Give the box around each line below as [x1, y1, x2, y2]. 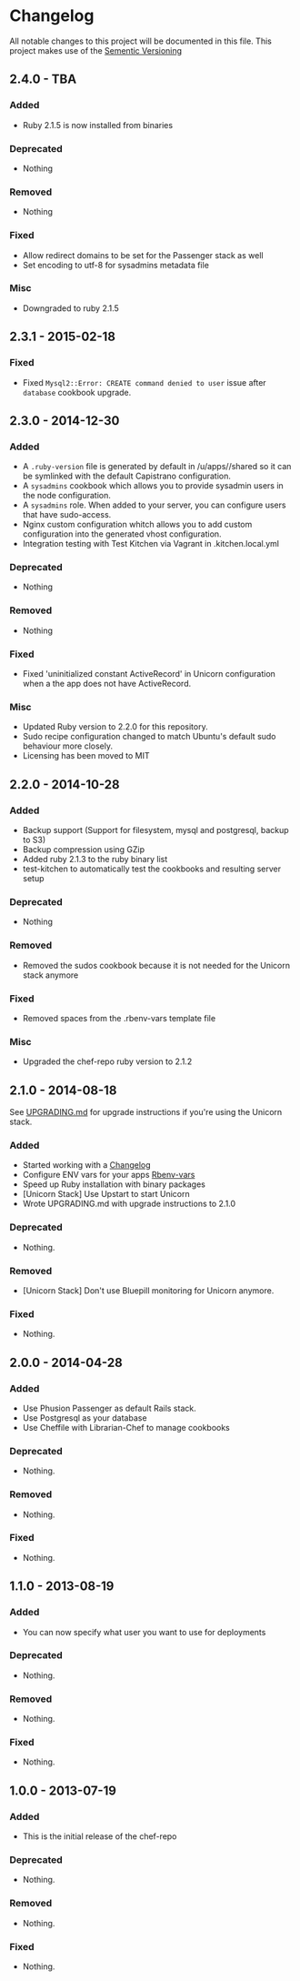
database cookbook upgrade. [22, 387, 132, 397]
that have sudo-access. [22, 509, 112, 520]
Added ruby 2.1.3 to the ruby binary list [22, 854, 168, 865]
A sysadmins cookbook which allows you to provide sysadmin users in [22, 480, 284, 491]
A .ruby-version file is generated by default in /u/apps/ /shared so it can [22, 461, 292, 472]
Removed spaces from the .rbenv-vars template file [22, 1012, 216, 1023]
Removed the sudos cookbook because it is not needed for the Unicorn [22, 960, 291, 970]
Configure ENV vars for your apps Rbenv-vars [22, 1170, 195, 1181]
